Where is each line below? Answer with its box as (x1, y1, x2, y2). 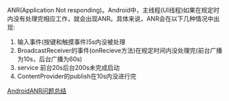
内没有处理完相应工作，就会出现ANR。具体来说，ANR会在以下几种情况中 (7, 14, 214, 23)
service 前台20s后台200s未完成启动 (17, 64, 120, 71)
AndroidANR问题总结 (7, 87, 67, 95)
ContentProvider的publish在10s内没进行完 (17, 72, 137, 80)
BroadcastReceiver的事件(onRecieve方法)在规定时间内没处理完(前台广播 (17, 47, 223, 54)
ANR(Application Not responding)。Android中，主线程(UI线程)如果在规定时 (7, 6, 219, 14)
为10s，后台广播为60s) (17, 55, 83, 63)
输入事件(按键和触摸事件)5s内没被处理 (17, 38, 126, 46)
